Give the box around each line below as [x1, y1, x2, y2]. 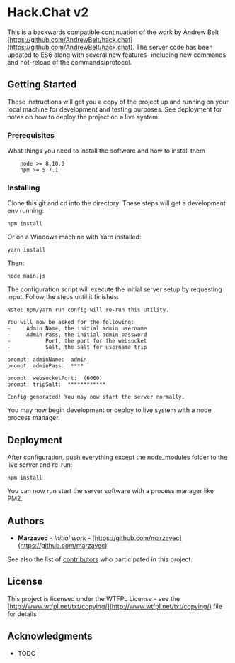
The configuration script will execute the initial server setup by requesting [7, 285, 222, 293]
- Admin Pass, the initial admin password [7, 331, 147, 338]
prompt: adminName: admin [7, 356, 87, 363]
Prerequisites [7, 130, 55, 140]
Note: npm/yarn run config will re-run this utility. [7, 306, 170, 313]
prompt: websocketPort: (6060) [7, 374, 103, 382]
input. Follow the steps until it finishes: [7, 293, 119, 301]
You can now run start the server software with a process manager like [7, 487, 214, 495]
